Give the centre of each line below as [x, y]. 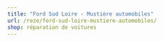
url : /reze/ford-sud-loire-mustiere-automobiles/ [82, 21]
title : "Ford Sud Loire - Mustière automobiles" [81, 14]
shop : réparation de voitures [52, 27]
